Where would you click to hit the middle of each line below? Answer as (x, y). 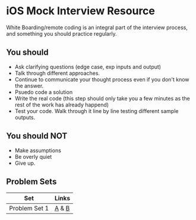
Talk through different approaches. (57, 73)
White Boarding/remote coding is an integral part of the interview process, (97, 27)
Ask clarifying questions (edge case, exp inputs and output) (88, 67)
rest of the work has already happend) (61, 105)
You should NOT (37, 136)
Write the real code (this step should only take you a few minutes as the (102, 98)
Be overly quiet (33, 156)
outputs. (25, 117)
